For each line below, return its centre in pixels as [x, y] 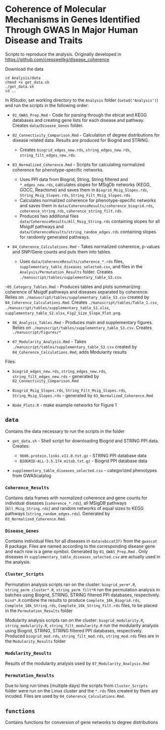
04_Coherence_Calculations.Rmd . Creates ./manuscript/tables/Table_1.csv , [82, 302]
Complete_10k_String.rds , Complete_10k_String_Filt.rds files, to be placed [81, 605]
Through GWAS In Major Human [72, 30]
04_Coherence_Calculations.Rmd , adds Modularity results [69, 352]
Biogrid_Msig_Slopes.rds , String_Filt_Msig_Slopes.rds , [69, 390]
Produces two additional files [49, 216]
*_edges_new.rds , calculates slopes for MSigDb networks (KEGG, [85, 184]
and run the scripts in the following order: [47, 105]
